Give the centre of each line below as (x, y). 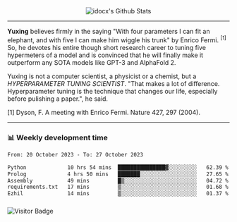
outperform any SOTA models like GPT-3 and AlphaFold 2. (92, 62)
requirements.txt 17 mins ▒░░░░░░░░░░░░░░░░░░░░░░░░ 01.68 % (118, 187)
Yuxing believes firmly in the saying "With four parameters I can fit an (109, 31)
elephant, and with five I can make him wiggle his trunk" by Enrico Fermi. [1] (117, 39)
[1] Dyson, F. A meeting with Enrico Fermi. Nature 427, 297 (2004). (104, 112)
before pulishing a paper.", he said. (57, 99)
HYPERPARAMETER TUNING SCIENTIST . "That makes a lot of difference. (114, 83)
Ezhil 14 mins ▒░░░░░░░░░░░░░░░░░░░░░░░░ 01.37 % (118, 194)
